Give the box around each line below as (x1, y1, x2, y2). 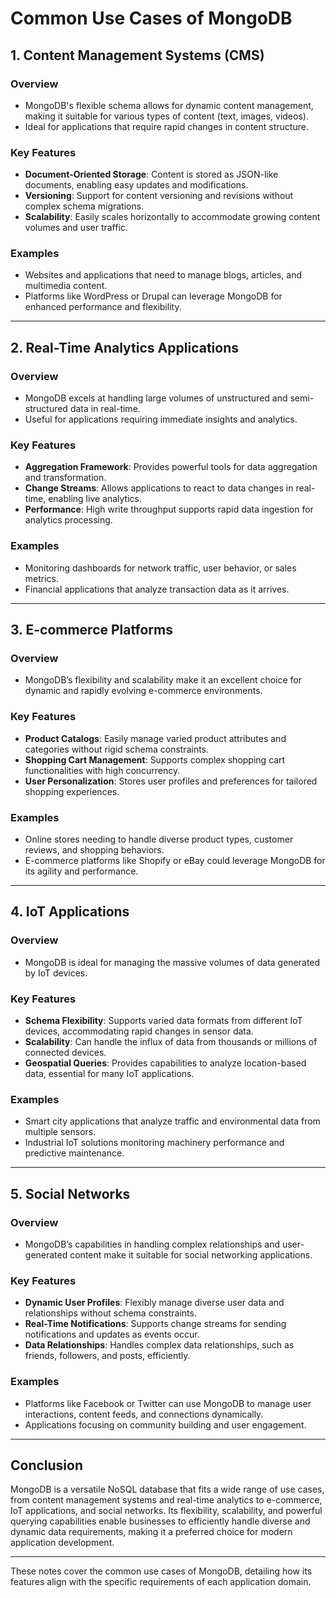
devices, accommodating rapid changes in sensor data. (24, 1025, 254, 1037)
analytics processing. (24, 514, 113, 526)
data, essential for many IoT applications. (24, 1068, 195, 1080)
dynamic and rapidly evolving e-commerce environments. (24, 685, 263, 697)
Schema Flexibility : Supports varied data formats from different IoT (24, 1015, 303, 1027)
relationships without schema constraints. (24, 1307, 197, 1319)
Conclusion (10, 1457, 84, 1474)
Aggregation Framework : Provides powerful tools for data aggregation (24, 461, 318, 473)
